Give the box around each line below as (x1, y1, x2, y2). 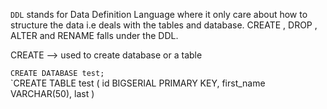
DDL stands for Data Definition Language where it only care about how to (10, 9, 308, 20)
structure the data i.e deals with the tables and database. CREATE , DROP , (10, 19, 318, 31)
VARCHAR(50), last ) (10, 88, 95, 99)
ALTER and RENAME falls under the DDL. (10, 30, 179, 41)
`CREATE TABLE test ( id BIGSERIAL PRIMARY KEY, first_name (10, 77, 266, 89)
